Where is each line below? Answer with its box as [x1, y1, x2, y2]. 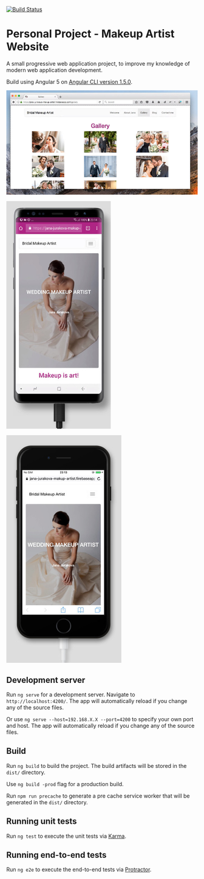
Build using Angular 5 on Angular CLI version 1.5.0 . [6, 78, 132, 85]
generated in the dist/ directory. [6, 798, 88, 806]
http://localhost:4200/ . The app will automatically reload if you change [6, 697, 188, 705]
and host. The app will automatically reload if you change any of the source [6, 722, 195, 730]
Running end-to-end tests [6, 850, 107, 860]
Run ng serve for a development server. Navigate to [6, 691, 135, 698]
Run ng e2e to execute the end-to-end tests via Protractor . [6, 866, 152, 874]
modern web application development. [6, 66, 103, 73]
